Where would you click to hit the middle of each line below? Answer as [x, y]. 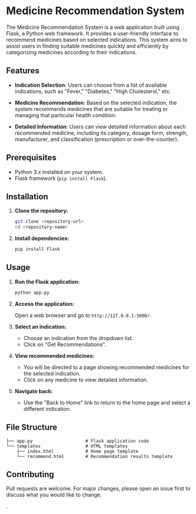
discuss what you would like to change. [54, 495]
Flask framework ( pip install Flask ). [61, 178]
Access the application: [45, 304]
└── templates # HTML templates [67, 446]
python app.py [32, 292]
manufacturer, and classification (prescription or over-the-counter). [97, 139]
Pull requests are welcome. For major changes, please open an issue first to [98, 489]
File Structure [32, 428]
